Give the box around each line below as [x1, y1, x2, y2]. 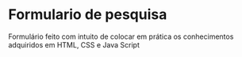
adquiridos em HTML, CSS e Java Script [8, 40, 140, 49]
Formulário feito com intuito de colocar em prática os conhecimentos [8, 32, 234, 41]
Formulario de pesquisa [8, 6, 167, 24]
